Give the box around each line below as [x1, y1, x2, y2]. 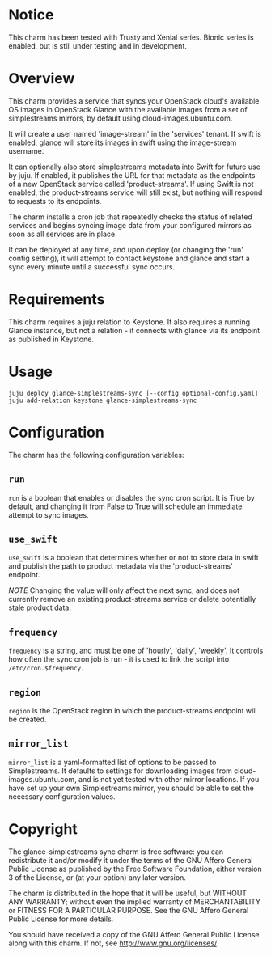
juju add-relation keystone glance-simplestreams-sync [8, 396, 197, 404]
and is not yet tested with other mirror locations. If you [78, 774, 260, 784]
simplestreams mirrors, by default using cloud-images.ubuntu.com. [8, 113, 233, 123]
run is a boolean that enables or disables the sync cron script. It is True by [8, 493, 255, 502]
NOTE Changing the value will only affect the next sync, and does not [8, 586, 240, 595]
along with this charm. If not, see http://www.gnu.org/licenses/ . [8, 938, 219, 948]
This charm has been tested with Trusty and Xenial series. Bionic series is [8, 32, 254, 42]
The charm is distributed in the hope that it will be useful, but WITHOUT [8, 888, 248, 898]
